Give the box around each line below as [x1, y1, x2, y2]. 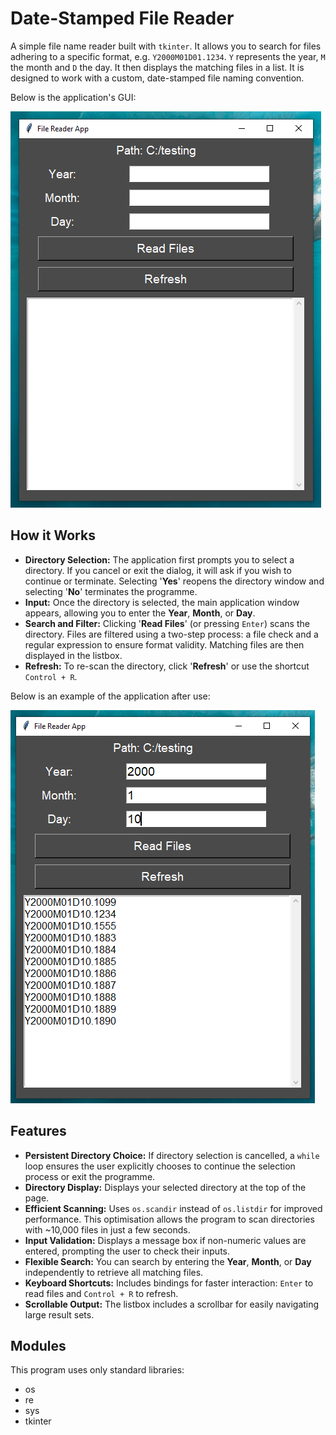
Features [10, 1123, 67, 1140]
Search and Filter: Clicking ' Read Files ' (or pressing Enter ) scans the [24, 617, 310, 629]
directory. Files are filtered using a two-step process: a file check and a [24, 628, 319, 640]
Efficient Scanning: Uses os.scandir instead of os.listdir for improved [24, 1202, 323, 1214]
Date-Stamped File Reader [10, 7, 235, 30]
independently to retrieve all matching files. [24, 1266, 204, 1278]
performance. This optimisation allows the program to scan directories [24, 1213, 315, 1225]
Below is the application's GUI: [10, 91, 137, 103]
